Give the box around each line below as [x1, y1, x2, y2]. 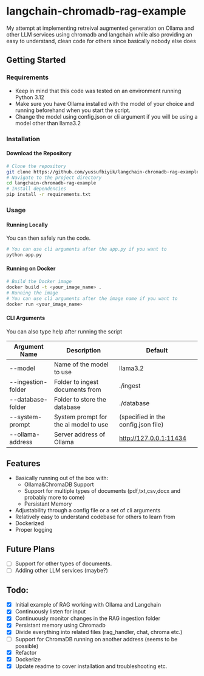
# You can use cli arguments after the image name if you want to [6, 295, 178, 302]
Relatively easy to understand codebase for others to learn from [15, 513, 175, 521]
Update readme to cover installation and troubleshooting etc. [15, 662, 168, 670]
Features [6, 458, 41, 469]
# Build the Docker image [6, 279, 72, 285]
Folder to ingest [53, 377, 99, 386]
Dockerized [15, 520, 44, 527]
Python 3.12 [15, 93, 44, 101]
